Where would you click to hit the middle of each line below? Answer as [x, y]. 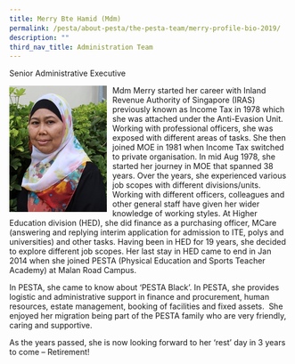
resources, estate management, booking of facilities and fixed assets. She [146, 306]
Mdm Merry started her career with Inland [189, 91]
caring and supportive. [51, 326]
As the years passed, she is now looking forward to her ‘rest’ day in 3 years [147, 343]
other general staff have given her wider [186, 204]
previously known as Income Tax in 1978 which [199, 109]
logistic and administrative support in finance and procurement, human [139, 297]
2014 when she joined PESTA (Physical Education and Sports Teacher [137, 261]
